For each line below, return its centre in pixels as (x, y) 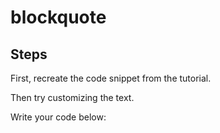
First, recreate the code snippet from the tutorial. (111, 78)
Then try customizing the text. (72, 97)
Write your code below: (58, 117)
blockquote (58, 17)
